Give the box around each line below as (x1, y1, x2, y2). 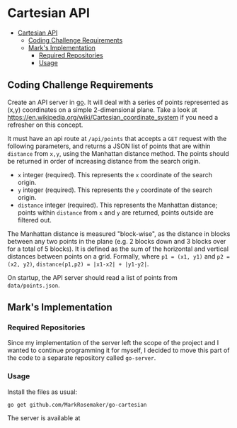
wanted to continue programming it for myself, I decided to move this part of (7, 346, 230, 355)
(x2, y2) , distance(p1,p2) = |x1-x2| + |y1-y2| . (7, 259, 149, 268)
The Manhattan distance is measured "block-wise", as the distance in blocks (7, 229, 231, 238)
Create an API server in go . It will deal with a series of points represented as (7, 98, 229, 106)
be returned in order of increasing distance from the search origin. (7, 157, 201, 165)
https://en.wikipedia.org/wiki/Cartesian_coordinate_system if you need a (7, 113, 219, 121)
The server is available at (7, 413, 81, 422)
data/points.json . (7, 281, 60, 289)
